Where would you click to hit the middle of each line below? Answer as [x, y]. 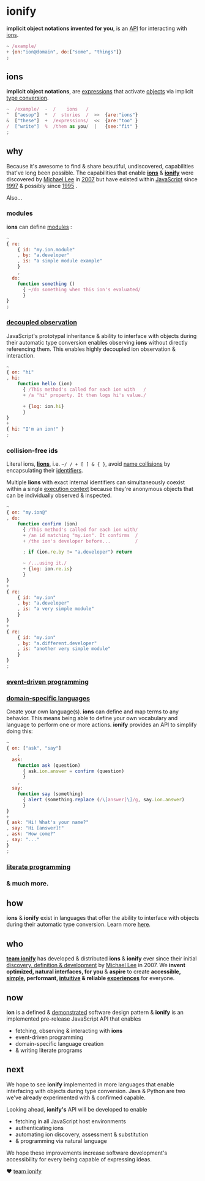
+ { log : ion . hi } [43, 406]
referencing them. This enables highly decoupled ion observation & [91, 349]
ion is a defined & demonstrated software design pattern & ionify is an [95, 1012]
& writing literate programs [49, 1050]
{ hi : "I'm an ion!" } [35, 429]
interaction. [21, 355]
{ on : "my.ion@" [27, 512]
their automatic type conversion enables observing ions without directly [97, 342]
